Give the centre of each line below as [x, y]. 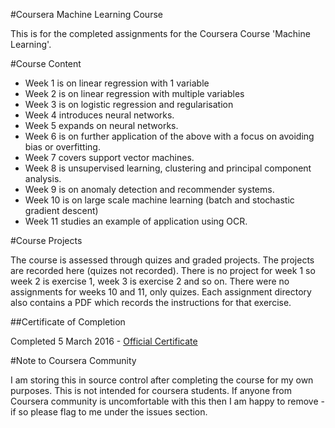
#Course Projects [46, 240]
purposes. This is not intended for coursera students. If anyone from [151, 390]
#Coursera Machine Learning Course [86, 14]
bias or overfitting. [62, 147]
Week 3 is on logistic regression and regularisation [129, 104]
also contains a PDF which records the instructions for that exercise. [151, 302]
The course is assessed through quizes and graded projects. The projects [162, 260]
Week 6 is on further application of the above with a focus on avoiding [169, 136]
